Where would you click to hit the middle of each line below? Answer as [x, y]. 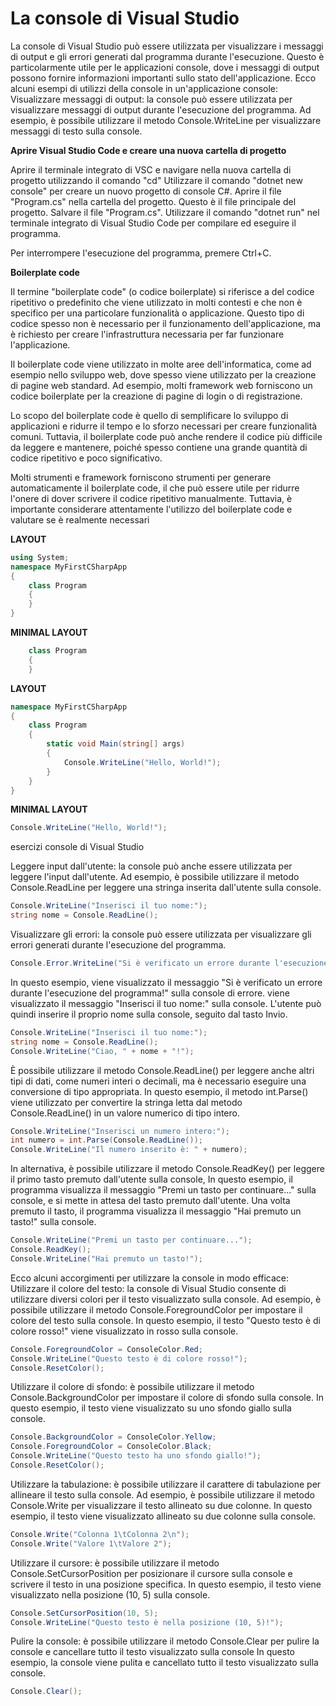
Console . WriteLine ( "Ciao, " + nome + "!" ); [102, 1051]
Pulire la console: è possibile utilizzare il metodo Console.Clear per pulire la [165, 1641]
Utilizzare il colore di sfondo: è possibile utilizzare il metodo [132, 1387]
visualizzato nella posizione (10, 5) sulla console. [110, 1594]
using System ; [40, 557]
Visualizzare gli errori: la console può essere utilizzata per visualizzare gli [161, 934]
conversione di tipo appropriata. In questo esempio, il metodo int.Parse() [159, 1091]
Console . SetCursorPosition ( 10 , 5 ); [84, 1613]
